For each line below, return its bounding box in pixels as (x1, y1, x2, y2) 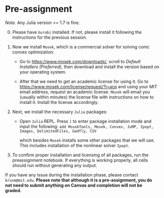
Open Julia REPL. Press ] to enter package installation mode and (19, 118, 152, 124)
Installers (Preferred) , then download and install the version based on (19, 64, 160, 70)
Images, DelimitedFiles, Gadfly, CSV (19, 128, 97, 133)
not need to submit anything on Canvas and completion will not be (5, 182, 143, 188)
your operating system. (19, 69, 67, 74)
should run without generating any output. (12, 162, 97, 168)
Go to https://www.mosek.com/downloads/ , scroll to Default (19, 58, 141, 64)
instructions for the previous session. (12, 34, 87, 40)
